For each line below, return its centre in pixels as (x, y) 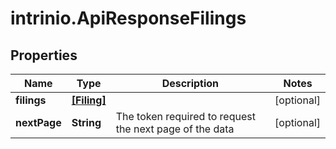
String (86, 122)
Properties (44, 55)
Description (190, 83)
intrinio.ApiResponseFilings (128, 18)
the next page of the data (175, 129)
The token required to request (185, 116)
